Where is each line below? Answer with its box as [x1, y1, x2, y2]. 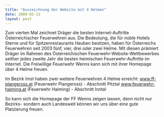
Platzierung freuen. [5, 106, 44, 112]
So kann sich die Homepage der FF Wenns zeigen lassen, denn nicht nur [5, 96, 152, 102]
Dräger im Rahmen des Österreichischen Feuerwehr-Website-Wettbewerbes [5, 51, 160, 57]
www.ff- [139, 76, 156, 82]
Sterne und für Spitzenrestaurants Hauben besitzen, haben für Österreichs [5, 40, 156, 46]
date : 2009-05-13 [5, 12, 41, 17]
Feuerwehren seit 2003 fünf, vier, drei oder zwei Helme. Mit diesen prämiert [5, 45, 159, 52]
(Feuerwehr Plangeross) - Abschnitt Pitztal [33, 81, 120, 87]
